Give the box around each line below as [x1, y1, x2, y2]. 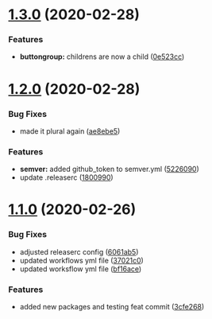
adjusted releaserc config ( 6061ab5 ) [19, 247, 139, 256]
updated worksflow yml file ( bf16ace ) [19, 264, 142, 274]
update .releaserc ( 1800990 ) [19, 173, 114, 182]
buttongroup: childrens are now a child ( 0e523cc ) [19, 52, 185, 61]
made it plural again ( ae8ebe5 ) [19, 126, 121, 136]
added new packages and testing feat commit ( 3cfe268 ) [19, 302, 205, 312]
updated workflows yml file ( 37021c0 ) [19, 255, 145, 265]
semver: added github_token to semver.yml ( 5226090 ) [19, 165, 200, 174]
